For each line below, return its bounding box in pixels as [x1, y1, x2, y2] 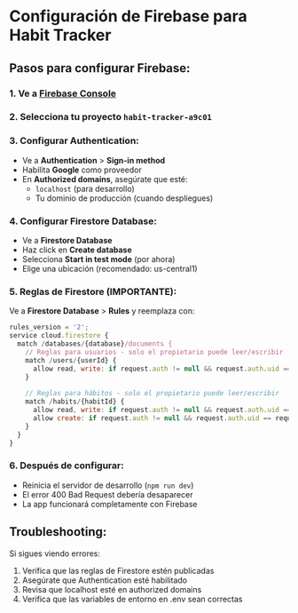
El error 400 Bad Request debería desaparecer [21, 489, 193, 499]
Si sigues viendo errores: [9, 548, 100, 559]
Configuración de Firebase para [9, 6, 247, 27]
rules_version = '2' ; [9, 322, 90, 332]
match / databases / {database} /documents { [17, 339, 173, 348]
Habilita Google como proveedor [21, 164, 142, 175]
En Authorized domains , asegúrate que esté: [21, 173, 188, 184]
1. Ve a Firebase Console [9, 87, 117, 100]
